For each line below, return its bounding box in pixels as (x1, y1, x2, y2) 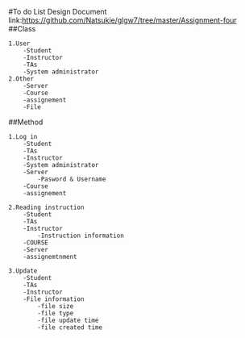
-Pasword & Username (37, 175, 106, 183)
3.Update (8, 267, 38, 275)
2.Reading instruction (8, 203, 85, 211)
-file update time (37, 316, 99, 324)
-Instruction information (37, 232, 125, 240)
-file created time (37, 323, 103, 332)
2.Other (8, 75, 35, 83)
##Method (8, 117, 44, 127)
